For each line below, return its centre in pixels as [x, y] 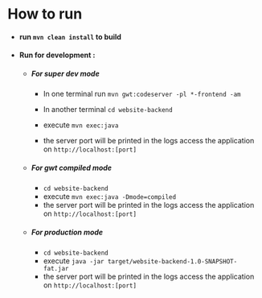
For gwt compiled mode [72, 168]
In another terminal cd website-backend [108, 110]
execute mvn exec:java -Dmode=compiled [110, 197]
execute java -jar [74, 261]
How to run [45, 14]
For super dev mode [65, 73]
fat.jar [56, 269]
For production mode [67, 232]
